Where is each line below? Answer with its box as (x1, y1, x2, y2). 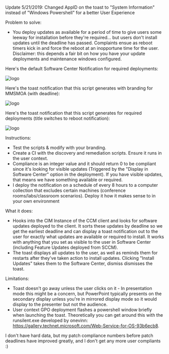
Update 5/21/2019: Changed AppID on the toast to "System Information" (5, 5, 155, 10)
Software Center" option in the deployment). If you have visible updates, (12, 171, 163, 177)
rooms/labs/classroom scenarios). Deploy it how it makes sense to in (12, 193, 156, 198)
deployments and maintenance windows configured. (12, 56, 122, 62)
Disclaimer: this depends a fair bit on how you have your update (12, 50, 145, 56)
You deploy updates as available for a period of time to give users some (12, 29, 162, 35)
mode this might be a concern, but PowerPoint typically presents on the (12, 291, 162, 297)
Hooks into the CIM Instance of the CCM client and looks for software (12, 218, 157, 224)
